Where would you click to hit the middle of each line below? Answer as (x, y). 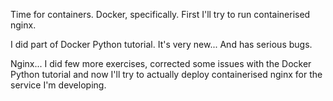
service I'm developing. (58, 85)
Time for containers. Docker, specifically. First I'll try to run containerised (160, 14)
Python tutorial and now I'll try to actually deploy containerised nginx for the (166, 74)
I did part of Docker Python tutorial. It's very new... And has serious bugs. (161, 44)
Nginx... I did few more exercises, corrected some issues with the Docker (161, 63)
